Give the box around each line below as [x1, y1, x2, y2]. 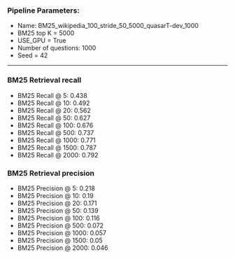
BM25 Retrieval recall [7, 76, 82, 85]
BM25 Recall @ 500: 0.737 [17, 128, 94, 136]
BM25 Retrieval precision [7, 168, 94, 178]
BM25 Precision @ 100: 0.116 [17, 213, 100, 222]
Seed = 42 [17, 51, 48, 59]
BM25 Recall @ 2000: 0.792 [17, 150, 99, 159]
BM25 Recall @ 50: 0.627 [17, 113, 91, 122]
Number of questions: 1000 [17, 44, 97, 52]
